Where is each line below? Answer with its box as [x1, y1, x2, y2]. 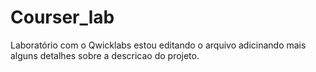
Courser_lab [10, 6, 115, 29]
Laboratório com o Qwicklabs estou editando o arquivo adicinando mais [10, 39, 307, 51]
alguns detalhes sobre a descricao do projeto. [10, 49, 200, 61]
